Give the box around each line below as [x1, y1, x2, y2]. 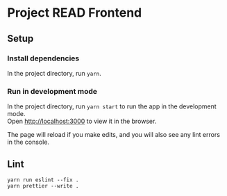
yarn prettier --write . [7, 182, 79, 189]
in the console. [7, 138, 50, 147]
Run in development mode [7, 86, 98, 96]
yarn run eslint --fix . [7, 176, 79, 183]
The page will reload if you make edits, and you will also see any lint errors [7, 131, 221, 139]
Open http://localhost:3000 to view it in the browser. [7, 117, 157, 126]
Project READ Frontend [7, 5, 142, 21]
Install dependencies [7, 54, 80, 63]
